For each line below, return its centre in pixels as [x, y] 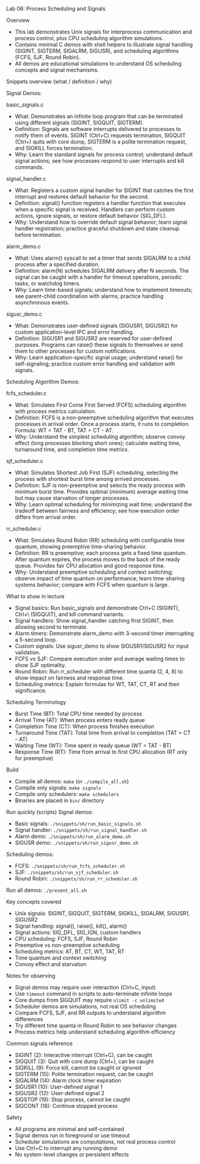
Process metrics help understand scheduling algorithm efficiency [95, 1032]
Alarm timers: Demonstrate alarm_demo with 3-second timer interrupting [104, 633]
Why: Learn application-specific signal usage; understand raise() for [99, 357]
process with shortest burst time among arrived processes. [88, 479]
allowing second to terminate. [51, 627]
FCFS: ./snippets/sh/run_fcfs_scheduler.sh [70, 866]
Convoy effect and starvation [50, 964]
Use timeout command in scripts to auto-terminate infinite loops [93, 994]
